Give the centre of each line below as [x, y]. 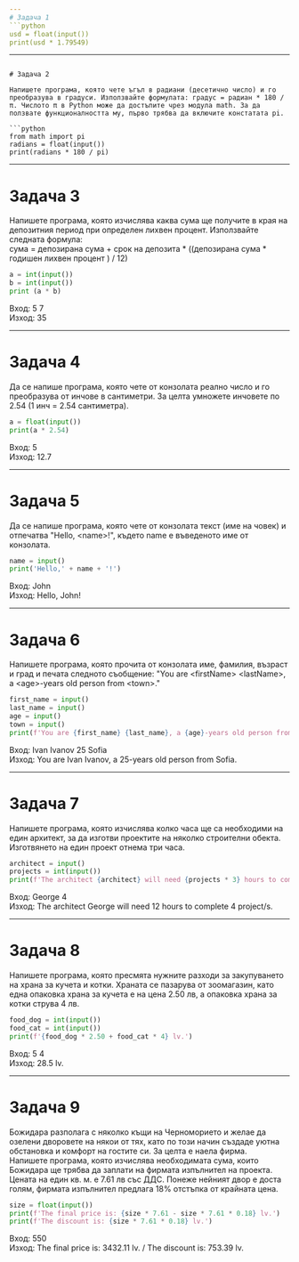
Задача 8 [45, 951]
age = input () [36, 716]
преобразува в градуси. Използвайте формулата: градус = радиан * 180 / [147, 98]
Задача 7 [44, 803]
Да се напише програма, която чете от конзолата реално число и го [139, 386]
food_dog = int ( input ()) [55, 1020]
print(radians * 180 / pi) [59, 152]
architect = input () [48, 863]
